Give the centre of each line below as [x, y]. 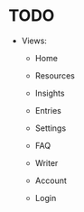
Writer [47, 162]
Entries [48, 110]
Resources [55, 75]
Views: [34, 41]
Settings [51, 128]
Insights [50, 93]
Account [51, 180]
